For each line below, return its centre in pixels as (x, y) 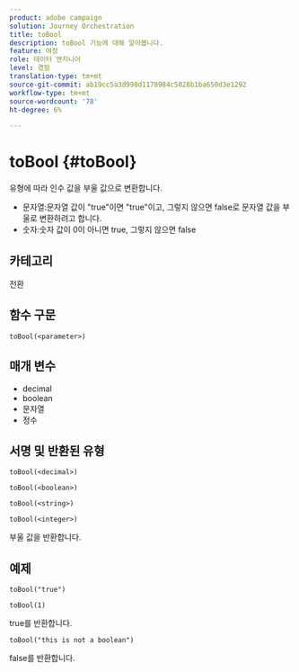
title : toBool (36, 34)
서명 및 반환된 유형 (57, 451)
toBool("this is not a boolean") (72, 641)
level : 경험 (30, 68)
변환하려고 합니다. (70, 219)
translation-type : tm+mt (56, 76)
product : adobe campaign (56, 18)
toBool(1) (28, 605)
